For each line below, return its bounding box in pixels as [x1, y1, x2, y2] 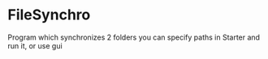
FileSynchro [7, 6, 91, 24]
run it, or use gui [7, 40, 63, 50]
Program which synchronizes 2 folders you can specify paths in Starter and [7, 32, 261, 42]
